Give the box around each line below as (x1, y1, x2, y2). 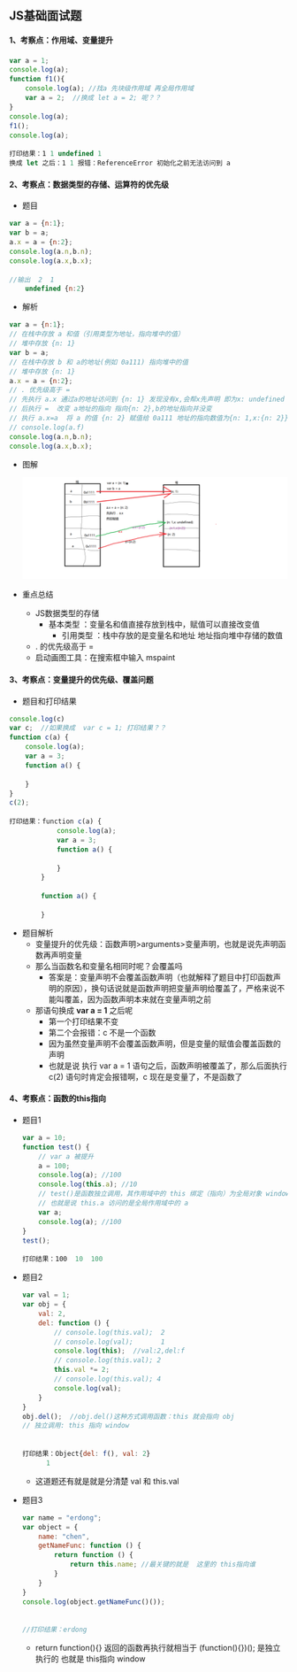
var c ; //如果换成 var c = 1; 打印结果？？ (9, 724, 166, 733)
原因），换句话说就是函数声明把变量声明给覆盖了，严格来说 (64, 982, 278, 993)
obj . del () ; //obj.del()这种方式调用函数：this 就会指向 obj (21, 1412, 235, 1421)
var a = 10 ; (21, 1133, 66, 1142)
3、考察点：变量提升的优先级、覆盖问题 (9, 674, 155, 684)
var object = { (21, 1522, 79, 1531)
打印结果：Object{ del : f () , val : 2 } (21, 1450, 151, 1459)
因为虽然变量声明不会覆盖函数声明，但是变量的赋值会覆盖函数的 (48, 1038, 281, 1049)
